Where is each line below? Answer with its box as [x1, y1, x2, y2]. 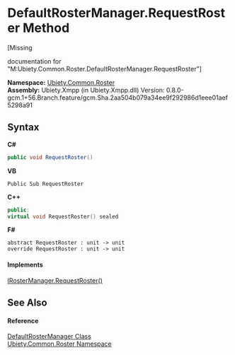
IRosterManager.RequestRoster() [7, 276, 103, 284]
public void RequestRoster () [7, 153, 93, 161]
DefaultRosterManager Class [7, 332, 92, 341]
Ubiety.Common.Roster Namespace [7, 339, 112, 348]
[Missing [7, 43, 33, 52]
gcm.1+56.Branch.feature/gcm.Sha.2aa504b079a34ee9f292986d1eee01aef [7, 93, 229, 102]
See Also [7, 296, 47, 308]
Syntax [7, 122, 40, 134]
